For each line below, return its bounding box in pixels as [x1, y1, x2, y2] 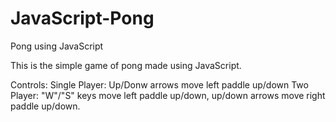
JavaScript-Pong [10, 7, 155, 30]
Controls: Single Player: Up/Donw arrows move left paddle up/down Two [10, 78, 309, 91]
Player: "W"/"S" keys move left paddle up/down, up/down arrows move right [10, 89, 326, 101]
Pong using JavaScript [10, 40, 104, 52]
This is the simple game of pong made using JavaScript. [10, 59, 242, 71]
